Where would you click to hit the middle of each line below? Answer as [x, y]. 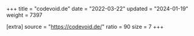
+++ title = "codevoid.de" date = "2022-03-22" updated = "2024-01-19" [97, 9]
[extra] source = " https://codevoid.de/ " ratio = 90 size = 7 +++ [85, 27]
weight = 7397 [24, 15]
